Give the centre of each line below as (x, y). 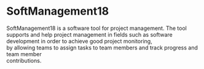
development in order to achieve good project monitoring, (79, 41)
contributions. (24, 60)
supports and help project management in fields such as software (90, 34)
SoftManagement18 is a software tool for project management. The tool (97, 28)
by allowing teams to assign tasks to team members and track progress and (102, 48)
